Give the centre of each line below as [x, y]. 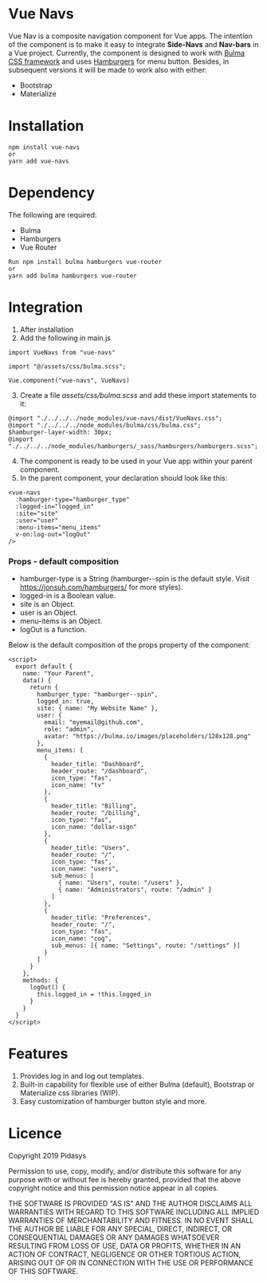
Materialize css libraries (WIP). [70, 1092]
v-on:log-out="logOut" [53, 534]
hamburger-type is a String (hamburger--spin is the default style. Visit [135, 579]
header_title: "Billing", [94, 806]
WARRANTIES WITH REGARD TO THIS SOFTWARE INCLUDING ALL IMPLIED [134, 1212]
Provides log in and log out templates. [82, 1076]
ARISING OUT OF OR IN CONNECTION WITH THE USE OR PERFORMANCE [131, 1262]
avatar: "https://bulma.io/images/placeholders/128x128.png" [147, 737]
